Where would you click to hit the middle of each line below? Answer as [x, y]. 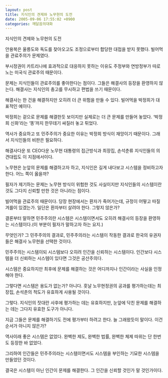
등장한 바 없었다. [26, 343]
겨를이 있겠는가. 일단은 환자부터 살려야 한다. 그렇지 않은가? [62, 208]
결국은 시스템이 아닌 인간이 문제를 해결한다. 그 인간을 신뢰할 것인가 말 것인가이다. [84, 370]
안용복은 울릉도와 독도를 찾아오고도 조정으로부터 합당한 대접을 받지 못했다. [77, 49]
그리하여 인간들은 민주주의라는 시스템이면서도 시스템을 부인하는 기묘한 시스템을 [82, 353]
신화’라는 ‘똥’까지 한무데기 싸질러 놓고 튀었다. [54, 123]
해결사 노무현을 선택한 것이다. [43, 241]
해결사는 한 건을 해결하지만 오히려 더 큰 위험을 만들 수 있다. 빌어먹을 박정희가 [80, 100]
